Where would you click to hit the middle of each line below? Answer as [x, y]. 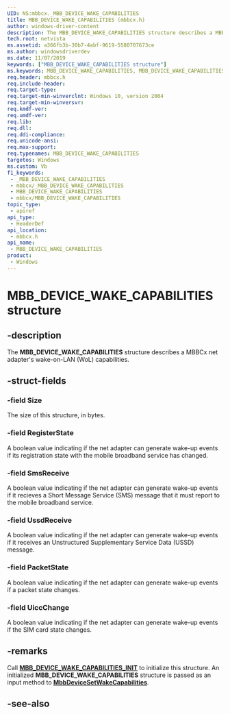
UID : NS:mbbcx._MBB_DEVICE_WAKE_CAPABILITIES [73, 13]
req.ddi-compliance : [37, 134]
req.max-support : [32, 147]
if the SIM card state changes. [50, 629]
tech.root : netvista [37, 39]
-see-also [28, 704]
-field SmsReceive [38, 473]
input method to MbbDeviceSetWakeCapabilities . [78, 682]
